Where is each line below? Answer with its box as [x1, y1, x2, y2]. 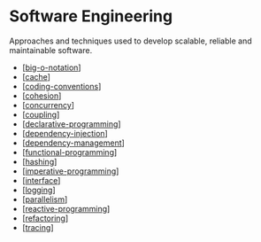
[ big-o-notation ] [21, 62, 81, 73]
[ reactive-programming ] [21, 203, 111, 214]
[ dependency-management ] [21, 137, 126, 148]
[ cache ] [21, 71, 51, 82]
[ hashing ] [21, 156, 58, 167]
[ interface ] [21, 175, 61, 185]
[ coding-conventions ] [21, 81, 102, 91]
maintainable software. [9, 44, 93, 55]
